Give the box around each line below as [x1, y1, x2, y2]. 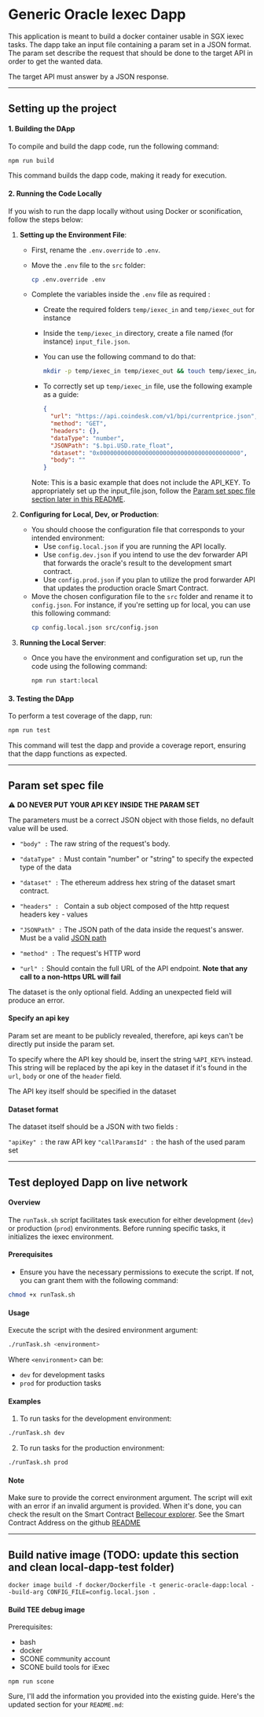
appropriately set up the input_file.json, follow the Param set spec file [31, 486, 255, 496]
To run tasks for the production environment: [19, 1443, 165, 1453]
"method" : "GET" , [49, 420, 108, 428]
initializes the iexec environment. [8, 1232, 114, 1241]
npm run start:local [31, 677, 99, 685]
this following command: [31, 608, 112, 618]
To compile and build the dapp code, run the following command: [8, 142, 219, 151]
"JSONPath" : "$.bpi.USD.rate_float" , [49, 442, 174, 450]
